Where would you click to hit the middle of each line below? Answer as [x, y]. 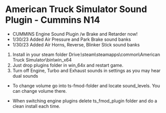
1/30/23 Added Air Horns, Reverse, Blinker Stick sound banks [76, 44]
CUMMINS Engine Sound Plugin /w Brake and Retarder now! [75, 34]
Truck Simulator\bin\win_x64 [42, 60]
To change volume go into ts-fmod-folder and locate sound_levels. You [86, 86]
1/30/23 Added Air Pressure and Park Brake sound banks [72, 39]
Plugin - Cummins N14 [53, 20]
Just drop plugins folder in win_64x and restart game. [68, 65]
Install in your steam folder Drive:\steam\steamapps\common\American [86, 54]
